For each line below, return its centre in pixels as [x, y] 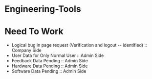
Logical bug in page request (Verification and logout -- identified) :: [79, 45]
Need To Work [34, 32]
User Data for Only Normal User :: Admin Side [58, 55]
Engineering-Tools [43, 9]
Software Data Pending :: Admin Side [49, 71]
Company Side [27, 51]
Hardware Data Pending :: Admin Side [50, 66]
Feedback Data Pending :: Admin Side [50, 61]
